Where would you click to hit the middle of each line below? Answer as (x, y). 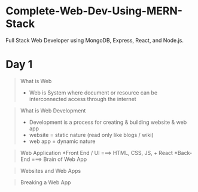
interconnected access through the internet (83, 99)
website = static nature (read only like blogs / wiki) (91, 135)
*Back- (183, 153)
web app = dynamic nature (63, 141)
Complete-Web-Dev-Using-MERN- (94, 11)
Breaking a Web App (45, 182)
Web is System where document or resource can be (93, 92)
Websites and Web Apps (51, 170)
